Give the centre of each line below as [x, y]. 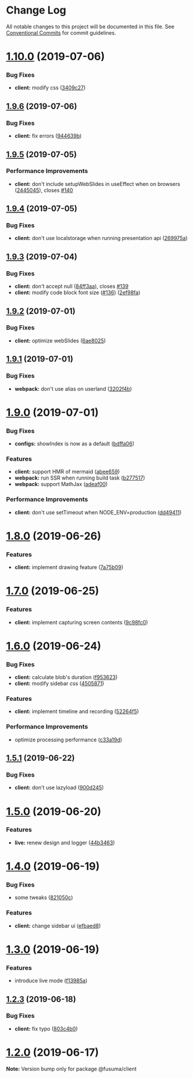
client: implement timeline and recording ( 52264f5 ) [77, 711]
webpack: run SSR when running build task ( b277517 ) [80, 478]
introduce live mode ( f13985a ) [51, 981]
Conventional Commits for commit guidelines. [61, 32]
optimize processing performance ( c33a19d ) [68, 740]
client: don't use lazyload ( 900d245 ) [59, 788]
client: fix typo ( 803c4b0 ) [46, 1029]
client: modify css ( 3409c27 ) [50, 88]
